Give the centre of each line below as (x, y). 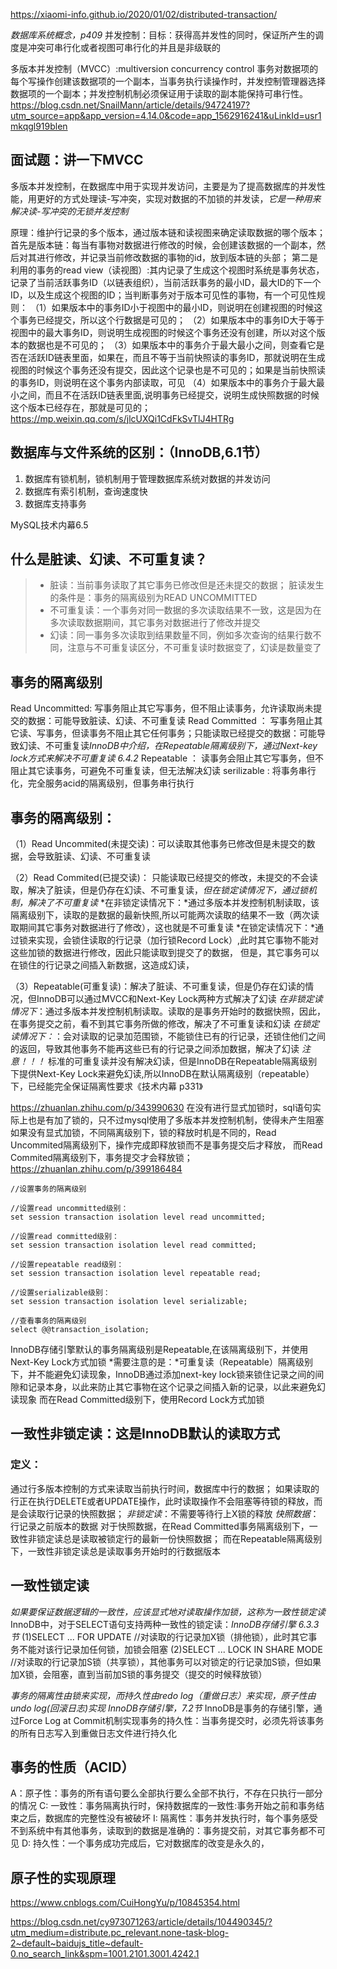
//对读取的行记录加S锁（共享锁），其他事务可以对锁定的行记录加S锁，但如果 (166, 1661)
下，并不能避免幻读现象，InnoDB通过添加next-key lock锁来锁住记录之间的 (163, 1375)
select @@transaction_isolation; (80, 1330)
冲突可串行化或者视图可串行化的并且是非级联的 (124, 47)
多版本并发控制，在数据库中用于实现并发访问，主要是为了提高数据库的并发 (163, 186)
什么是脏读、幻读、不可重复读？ (109, 559)
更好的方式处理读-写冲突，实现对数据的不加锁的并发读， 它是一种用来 (179, 198)
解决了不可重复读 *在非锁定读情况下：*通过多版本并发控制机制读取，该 (173, 903)
